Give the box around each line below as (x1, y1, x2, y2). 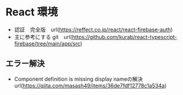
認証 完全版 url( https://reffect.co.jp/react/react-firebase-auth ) (14, 26, 173, 33)
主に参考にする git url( (14, 33, 72, 40)
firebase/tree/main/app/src (14, 40, 81, 47)
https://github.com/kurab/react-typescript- (71, 33, 178, 40)
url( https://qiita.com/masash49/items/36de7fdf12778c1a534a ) (14, 82, 167, 89)
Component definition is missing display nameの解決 (14, 75, 143, 83)
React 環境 (5, 5, 58, 19)
